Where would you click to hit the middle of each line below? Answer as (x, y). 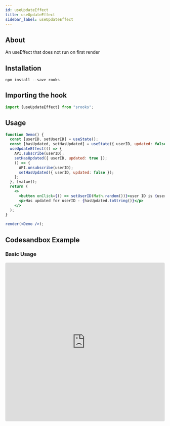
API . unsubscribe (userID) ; (46, 168)
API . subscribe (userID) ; (39, 153)
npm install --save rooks (32, 80)
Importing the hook (36, 95)
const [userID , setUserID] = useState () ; (54, 139)
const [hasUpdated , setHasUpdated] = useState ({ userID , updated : (81, 144)
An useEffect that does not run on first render (53, 52)
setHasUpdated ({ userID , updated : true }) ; (61, 158)
